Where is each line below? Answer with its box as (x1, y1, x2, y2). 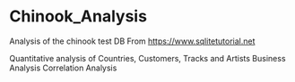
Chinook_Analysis (9, 6, 148, 27)
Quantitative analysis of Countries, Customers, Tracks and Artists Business (9, 53, 286, 63)
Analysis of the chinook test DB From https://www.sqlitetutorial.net (9, 36, 256, 46)
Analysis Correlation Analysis (9, 62, 117, 73)
